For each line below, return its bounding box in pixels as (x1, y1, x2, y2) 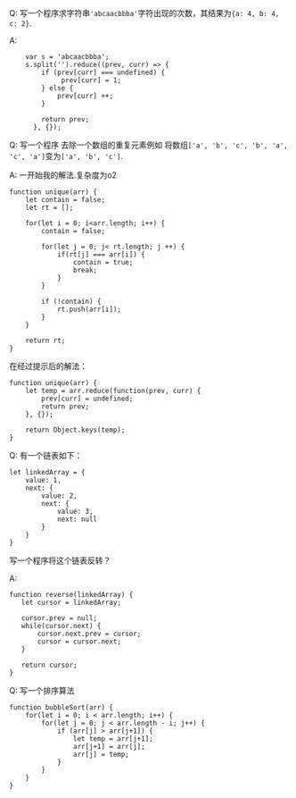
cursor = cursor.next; (37, 637, 122, 646)
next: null (56, 515, 98, 524)
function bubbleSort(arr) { (9, 703, 114, 712)
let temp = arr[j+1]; (72, 735, 153, 743)
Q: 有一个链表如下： (9, 450, 83, 460)
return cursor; (21, 660, 78, 669)
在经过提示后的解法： (9, 361, 87, 371)
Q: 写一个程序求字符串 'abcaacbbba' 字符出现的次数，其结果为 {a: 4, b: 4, (9, 8, 280, 18)
